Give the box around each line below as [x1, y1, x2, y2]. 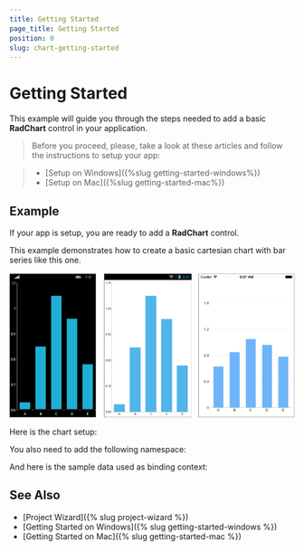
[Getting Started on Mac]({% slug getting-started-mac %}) [22, 530, 242, 542]
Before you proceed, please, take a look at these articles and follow [31, 140, 283, 151]
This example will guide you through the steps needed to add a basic [9, 113, 267, 124]
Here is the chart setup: [9, 426, 98, 437]
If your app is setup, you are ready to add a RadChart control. [9, 227, 240, 238]
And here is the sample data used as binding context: [9, 461, 208, 472]
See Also [9, 488, 61, 503]
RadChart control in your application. [9, 123, 147, 134]
